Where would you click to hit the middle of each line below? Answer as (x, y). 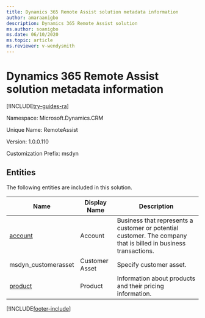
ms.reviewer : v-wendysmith (41, 46)
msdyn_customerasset (42, 264)
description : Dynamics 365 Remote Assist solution (72, 23)
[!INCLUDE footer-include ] (39, 308)
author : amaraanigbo (33, 18)
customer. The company (152, 236)
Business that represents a (155, 220)
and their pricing (141, 286)
